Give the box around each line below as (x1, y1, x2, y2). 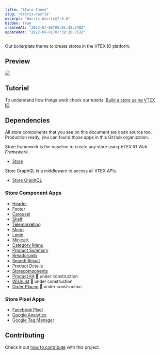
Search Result (12, 257, 40, 263)
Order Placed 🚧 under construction (12, 283, 82, 289)
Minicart (12, 237, 29, 243)
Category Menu (12, 242, 44, 248)
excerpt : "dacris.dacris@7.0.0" (5, 16, 70, 21)
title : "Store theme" (5, 7, 49, 12)
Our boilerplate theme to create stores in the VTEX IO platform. (5, 43, 131, 49)
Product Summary (12, 247, 48, 253)
